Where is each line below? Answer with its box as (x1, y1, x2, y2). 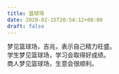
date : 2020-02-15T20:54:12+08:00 (7, 16, 103, 23)
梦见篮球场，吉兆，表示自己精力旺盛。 (7, 42, 116, 51)
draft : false (7, 23, 45, 29)
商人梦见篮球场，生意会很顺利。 (7, 60, 98, 68)
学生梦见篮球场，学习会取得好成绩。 (7, 51, 110, 59)
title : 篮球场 (7, 10, 45, 17)
